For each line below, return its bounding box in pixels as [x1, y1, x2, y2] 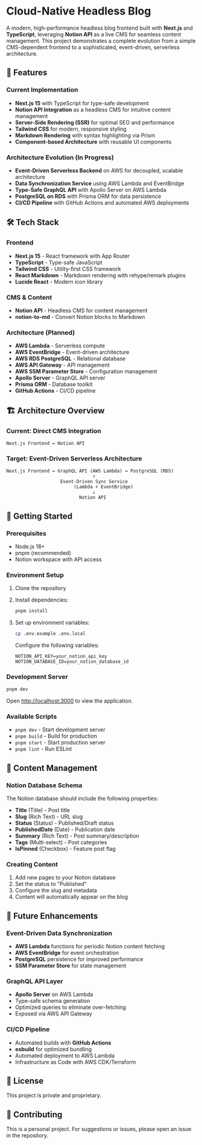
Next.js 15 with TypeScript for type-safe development [14, 99, 149, 107]
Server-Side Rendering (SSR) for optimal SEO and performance [14, 119, 175, 126]
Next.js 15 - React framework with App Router [14, 252, 130, 260]
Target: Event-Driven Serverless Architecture [6, 454, 142, 462]
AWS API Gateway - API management [14, 361, 110, 369]
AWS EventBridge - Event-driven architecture [14, 349, 130, 356]
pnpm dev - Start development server [14, 726, 106, 733]
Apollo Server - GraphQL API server [14, 374, 106, 382]
